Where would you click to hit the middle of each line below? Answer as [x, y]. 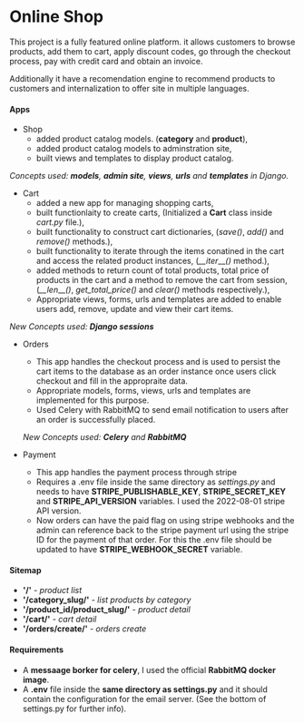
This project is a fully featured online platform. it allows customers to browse [152, 42]
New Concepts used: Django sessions [82, 327]
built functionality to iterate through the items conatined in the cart [160, 251]
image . [36, 679]
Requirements [37, 650]
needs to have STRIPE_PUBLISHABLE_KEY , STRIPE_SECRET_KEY [161, 492]
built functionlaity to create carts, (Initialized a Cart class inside [154, 213]
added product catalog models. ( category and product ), [142, 139]
